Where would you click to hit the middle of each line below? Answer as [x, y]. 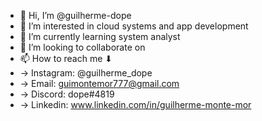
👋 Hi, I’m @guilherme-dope [75, 15]
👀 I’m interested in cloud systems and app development [134, 26]
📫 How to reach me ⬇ [66, 58]
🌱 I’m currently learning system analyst [100, 36]
